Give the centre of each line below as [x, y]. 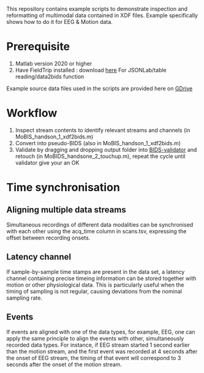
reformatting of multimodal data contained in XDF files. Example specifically [102, 15]
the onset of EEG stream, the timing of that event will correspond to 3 [94, 358]
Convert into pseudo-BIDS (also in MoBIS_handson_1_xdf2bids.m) [98, 143]
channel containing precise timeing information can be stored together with [101, 278]
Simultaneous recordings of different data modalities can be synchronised [100, 224]
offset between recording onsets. [48, 238]
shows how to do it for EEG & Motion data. [60, 22]
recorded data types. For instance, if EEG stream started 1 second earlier [98, 345]
